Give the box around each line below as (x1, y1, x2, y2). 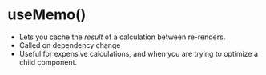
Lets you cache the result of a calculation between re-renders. (18, 32, 226, 41)
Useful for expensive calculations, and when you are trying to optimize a (18, 49, 258, 58)
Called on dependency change (18, 40, 121, 49)
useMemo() (7, 6, 87, 24)
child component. (18, 57, 78, 67)
